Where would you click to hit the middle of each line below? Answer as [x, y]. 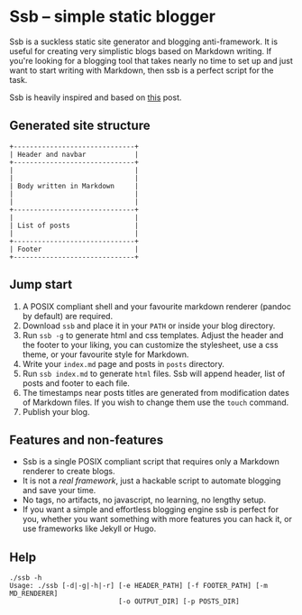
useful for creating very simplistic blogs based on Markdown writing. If [141, 50]
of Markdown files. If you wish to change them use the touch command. [156, 402]
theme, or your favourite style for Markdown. [105, 354]
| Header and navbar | [74, 154]
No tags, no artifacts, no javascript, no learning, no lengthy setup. [144, 500]
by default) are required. [68, 316]
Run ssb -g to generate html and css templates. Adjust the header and [153, 335]
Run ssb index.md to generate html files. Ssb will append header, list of [154, 373]
